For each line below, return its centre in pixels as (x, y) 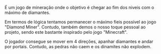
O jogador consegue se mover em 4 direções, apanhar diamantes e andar (79, 41)
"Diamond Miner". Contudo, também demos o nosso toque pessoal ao (75, 27)
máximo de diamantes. (27, 13)
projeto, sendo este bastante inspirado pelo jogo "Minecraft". (66, 32)
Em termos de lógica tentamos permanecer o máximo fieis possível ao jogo (80, 22)
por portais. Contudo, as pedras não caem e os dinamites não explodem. (78, 47)
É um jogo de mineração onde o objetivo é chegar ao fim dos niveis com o (80, 7)
